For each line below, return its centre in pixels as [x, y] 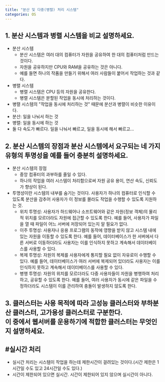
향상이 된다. [36, 187]
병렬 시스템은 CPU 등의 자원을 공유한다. [58, 92]
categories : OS [21, 14]
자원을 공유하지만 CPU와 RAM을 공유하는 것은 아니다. [71, 67]
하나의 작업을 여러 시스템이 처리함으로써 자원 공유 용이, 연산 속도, [82, 181]
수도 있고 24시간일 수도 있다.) [54, 368]
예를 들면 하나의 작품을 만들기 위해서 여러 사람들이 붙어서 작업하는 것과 [87, 73]
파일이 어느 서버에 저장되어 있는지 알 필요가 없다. [82, 224]
